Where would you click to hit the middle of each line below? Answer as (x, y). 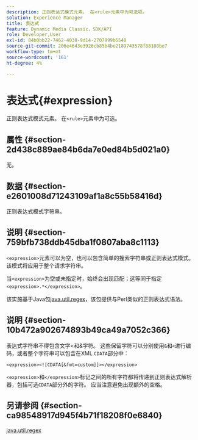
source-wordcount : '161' (38, 57)
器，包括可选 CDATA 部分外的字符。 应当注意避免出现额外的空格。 (86, 384)
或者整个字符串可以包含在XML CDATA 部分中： (73, 353)
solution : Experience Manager (45, 18)
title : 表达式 (23, 23)
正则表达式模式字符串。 (36, 212)
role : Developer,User (34, 35)
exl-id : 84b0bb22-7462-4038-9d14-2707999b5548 (66, 40)
